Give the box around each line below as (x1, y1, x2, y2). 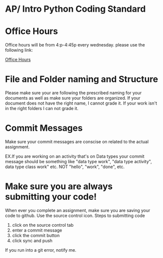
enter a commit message (12, 227, 62, 233)
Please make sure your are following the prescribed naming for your (5, 90, 142, 96)
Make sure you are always (5, 181, 113, 192)
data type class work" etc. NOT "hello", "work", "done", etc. (5, 164, 125, 170)
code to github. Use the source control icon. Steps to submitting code (5, 213, 145, 218)
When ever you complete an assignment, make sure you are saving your (5, 207, 150, 213)
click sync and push (12, 237, 53, 243)
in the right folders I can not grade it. (5, 106, 79, 111)
